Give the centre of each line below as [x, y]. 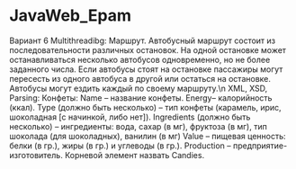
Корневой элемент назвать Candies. [135, 155]
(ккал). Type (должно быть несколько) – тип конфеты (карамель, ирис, [145, 107]
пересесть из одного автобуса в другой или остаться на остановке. [140, 78]
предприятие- [260, 146]
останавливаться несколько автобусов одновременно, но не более [140, 59]
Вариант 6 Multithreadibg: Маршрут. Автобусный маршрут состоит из [143, 40]
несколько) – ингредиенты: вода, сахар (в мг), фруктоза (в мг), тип [138, 126]
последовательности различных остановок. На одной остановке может [148, 49]
